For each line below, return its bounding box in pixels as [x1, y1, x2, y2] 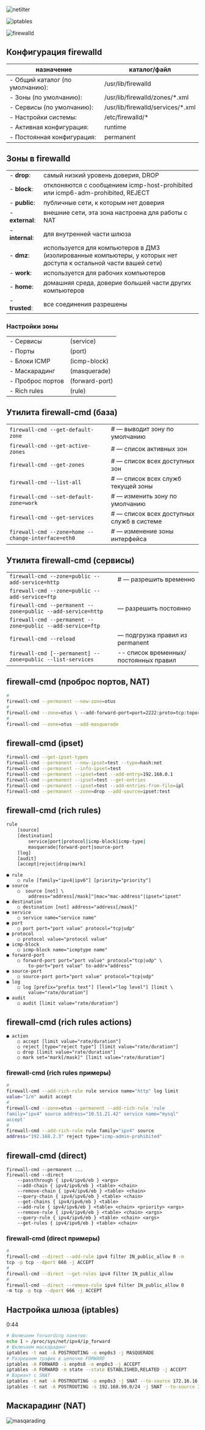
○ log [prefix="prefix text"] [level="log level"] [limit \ [17, 984, 173, 990]
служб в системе [110, 517, 162, 525]
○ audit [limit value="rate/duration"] [17, 1000, 119, 1007]
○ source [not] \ [17, 888, 64, 895]
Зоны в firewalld [6, 153, 71, 164]
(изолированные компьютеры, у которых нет [43, 251, 178, 260]
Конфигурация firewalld [6, 47, 103, 57]
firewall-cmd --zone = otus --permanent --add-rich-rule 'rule [6, 1105, 165, 1111]
